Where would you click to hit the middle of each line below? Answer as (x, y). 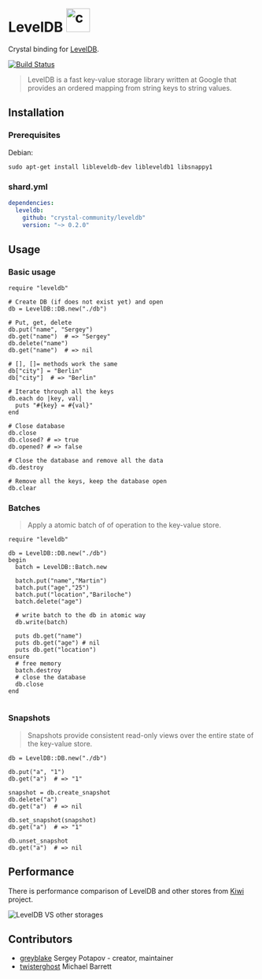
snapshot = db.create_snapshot (59, 792)
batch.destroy (38, 671)
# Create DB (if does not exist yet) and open (86, 302)
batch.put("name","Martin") (61, 581)
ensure (19, 657)
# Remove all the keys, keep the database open (88, 482)
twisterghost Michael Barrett (66, 966)
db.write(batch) (42, 623)
